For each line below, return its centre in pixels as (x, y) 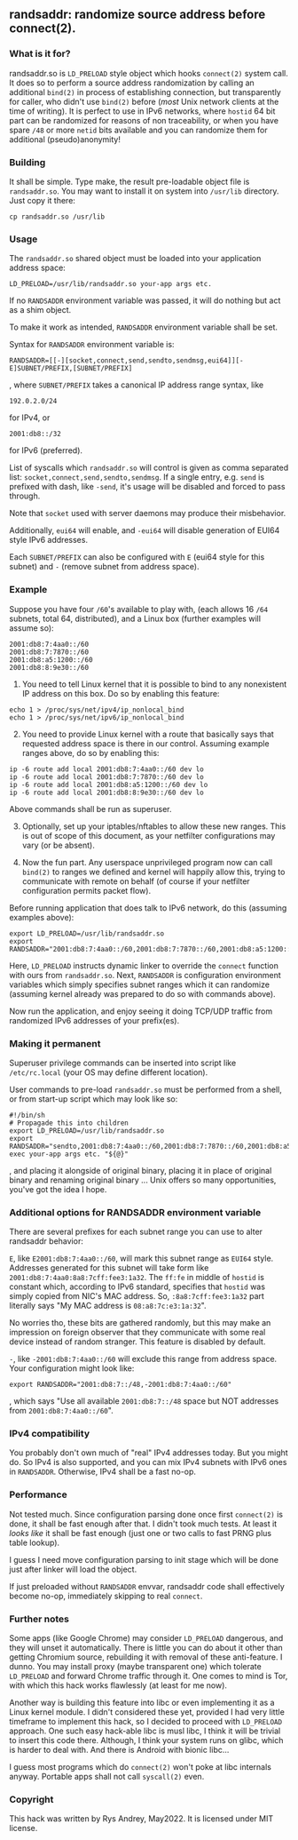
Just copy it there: (42, 200)
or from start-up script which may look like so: (94, 1099)
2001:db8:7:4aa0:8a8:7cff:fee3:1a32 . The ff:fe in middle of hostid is (137, 1278)
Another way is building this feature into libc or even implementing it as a (142, 1703)
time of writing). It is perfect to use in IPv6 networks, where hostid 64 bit (142, 111)
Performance (39, 1494)
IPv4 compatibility (50, 1434)
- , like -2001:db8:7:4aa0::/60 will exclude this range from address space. (143, 1359)
